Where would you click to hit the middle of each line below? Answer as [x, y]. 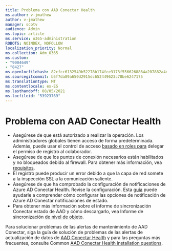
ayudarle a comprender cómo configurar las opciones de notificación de [89, 195]
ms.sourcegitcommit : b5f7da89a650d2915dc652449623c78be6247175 [74, 77]
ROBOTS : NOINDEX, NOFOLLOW [34, 44]
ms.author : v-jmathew [28, 15]
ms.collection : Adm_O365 [32, 53]
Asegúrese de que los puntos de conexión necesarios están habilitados [88, 157]
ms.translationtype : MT [31, 81]
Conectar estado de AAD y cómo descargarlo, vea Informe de [78, 212]
